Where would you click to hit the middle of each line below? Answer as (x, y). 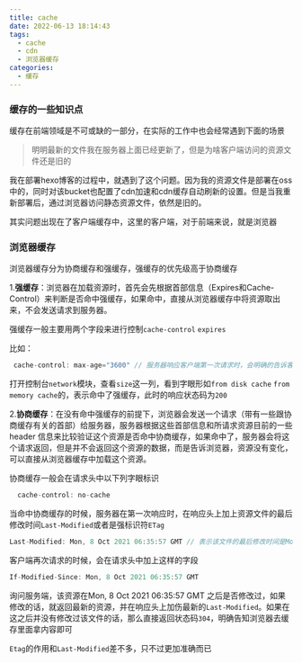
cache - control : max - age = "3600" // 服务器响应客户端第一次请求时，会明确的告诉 (150, 365)
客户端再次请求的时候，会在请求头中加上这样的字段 (104, 560)
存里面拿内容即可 (41, 629)
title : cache (34, 18)
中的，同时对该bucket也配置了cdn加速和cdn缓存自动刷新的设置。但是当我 (146, 192)
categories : (31, 68)
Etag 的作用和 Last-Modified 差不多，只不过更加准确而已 (111, 648)
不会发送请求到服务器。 (68, 310)
